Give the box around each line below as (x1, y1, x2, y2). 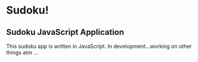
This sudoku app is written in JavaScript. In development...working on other (6, 43, 192, 50)
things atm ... (6, 49, 39, 56)
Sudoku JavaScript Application (6, 27, 124, 37)
